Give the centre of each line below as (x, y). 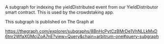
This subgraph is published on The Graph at (50, 22)
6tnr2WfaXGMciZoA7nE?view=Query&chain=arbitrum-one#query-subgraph (82, 36)
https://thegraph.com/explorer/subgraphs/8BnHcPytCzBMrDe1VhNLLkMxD (82, 31)
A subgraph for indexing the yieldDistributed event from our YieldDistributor (82, 7)
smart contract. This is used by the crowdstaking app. (60, 12)
